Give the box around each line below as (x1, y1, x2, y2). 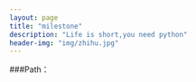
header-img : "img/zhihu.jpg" (9, 38, 119, 48)
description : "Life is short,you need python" (9, 30, 188, 39)
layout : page (9, 13, 59, 23)
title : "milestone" (9, 22, 83, 31)
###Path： (9, 64, 50, 75)
